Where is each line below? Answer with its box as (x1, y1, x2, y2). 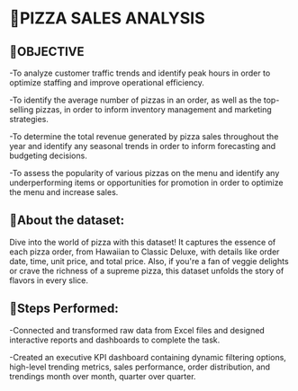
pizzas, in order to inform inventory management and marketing (35, 104, 272, 115)
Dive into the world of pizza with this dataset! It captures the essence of (9, 236, 276, 247)
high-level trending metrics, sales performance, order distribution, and (9, 361, 271, 372)
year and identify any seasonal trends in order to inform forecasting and (9, 141, 276, 151)
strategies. (9, 114, 50, 124)
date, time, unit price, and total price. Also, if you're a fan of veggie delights (9, 255, 290, 266)
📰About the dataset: (9, 213, 125, 228)
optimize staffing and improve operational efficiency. (9, 77, 205, 88)
